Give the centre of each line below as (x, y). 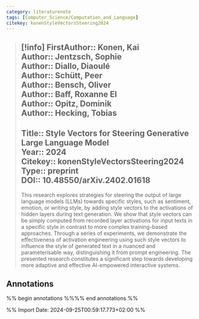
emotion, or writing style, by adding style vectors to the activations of (107, 207)
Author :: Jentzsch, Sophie (71, 57)
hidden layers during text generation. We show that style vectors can (106, 214)
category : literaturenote (38, 12)
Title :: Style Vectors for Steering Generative (105, 134)
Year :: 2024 (44, 152)
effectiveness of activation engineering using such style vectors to (103, 239)
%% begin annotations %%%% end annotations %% (72, 299)
